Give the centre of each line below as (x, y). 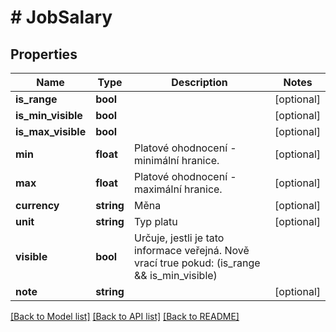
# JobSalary (61, 17)
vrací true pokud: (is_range (197, 263)
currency (37, 205)
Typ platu (155, 221)
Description (199, 82)
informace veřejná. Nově (191, 250)
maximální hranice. (178, 189)
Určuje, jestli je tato (179, 238)
